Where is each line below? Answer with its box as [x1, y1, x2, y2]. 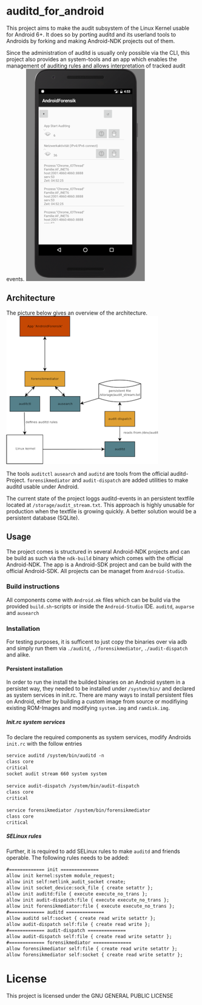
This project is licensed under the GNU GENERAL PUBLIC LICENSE [6, 992, 173, 1000]
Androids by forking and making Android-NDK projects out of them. [6, 37, 175, 44]
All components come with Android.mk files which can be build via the [6, 596, 181, 603]
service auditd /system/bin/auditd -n [6, 753, 104, 759]
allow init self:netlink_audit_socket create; [6, 879, 126, 885]
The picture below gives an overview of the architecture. [6, 309, 147, 316]
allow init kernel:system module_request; [6, 873, 115, 879]
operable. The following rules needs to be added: [6, 854, 129, 861]
